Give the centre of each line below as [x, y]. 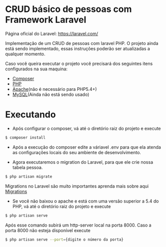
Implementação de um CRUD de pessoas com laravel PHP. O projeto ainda [82, 43]
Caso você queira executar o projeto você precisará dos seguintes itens [79, 63]
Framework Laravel [46, 20]
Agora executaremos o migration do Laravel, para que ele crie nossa [83, 162]
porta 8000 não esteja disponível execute [48, 230]
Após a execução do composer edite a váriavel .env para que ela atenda [86, 147]
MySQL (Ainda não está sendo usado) [51, 94]
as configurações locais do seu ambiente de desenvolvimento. [77, 152]
